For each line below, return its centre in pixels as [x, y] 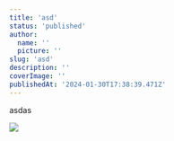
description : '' [39, 68]
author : [24, 34]
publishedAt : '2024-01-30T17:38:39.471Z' [88, 84]
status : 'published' [48, 26]
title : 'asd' [34, 18]
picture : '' [40, 51]
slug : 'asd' [31, 59]
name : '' [34, 43]
